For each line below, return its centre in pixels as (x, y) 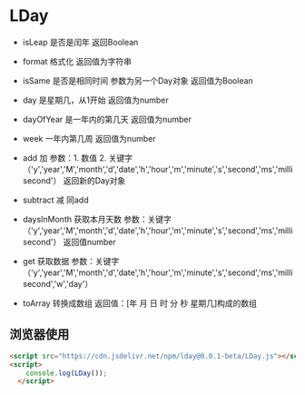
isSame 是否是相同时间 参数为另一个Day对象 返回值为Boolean (138, 80)
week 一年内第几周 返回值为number (89, 138)
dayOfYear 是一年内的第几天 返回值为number (107, 119)
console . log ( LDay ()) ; (66, 373)
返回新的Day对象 (94, 180)
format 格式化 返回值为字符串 (77, 61)
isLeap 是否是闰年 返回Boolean (80, 42)
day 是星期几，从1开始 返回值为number (96, 100)
